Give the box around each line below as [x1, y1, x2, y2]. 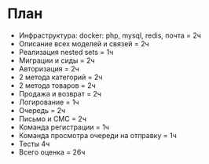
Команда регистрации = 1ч [18, 122, 109, 132]
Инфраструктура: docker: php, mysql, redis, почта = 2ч [18, 31, 202, 40]
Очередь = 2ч [18, 105, 66, 115]
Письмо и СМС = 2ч [18, 114, 87, 123]
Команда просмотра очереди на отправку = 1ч [18, 130, 178, 140]
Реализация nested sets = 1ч [18, 47, 114, 56]
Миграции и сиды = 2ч [18, 56, 95, 65]
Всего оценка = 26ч [18, 147, 86, 157]
